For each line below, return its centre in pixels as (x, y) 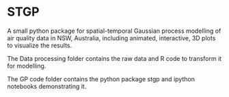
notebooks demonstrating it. (47, 86)
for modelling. (27, 66)
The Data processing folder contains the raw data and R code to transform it (114, 58)
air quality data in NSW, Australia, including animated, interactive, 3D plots (111, 38)
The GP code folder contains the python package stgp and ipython (101, 79)
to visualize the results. (40, 45)
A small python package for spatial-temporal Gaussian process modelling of (114, 31)
